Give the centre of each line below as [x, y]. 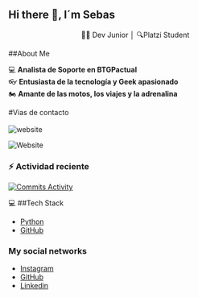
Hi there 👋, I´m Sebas [62, 15]
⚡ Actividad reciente [49, 166]
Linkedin [34, 286]
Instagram [37, 269]
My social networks [47, 251]
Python [32, 221]
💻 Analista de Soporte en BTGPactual [73, 69]
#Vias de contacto [39, 112]
